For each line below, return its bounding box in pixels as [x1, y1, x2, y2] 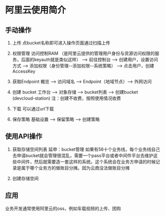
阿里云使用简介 [5, 4, 66, 16]
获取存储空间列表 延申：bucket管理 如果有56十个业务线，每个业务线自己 [12, 146, 160, 152]
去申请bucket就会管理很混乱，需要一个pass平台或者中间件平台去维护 [12, 152, 154, 159]
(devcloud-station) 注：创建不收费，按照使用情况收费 [12, 95, 121, 101]
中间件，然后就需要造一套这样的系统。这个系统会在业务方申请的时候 [16, 159, 156, 164]
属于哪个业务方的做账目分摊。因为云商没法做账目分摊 [21, 164, 130, 171]
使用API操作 [5, 132, 43, 141]
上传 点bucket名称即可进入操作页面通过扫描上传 [12, 40, 110, 46]
